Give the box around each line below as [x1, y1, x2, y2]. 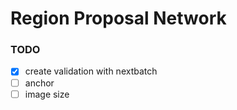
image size [24, 88, 70, 100]
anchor [24, 77, 55, 89]
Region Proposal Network [10, 7, 227, 30]
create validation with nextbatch [24, 65, 158, 77]
